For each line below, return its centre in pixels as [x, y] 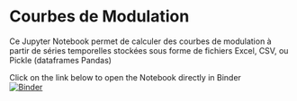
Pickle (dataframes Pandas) [61, 60]
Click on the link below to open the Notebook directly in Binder [125, 77]
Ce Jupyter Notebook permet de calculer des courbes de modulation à [140, 41]
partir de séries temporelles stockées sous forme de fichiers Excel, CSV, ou [149, 50]
